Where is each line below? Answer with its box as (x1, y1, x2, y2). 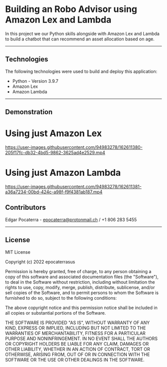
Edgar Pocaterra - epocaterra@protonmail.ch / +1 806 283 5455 (5, 216, 137, 223)
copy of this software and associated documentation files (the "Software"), (5, 274, 159, 280)
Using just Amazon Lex (5, 128, 102, 139)
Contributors (5, 203, 46, 212)
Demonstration (5, 108, 53, 116)
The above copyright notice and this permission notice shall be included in (5, 305, 158, 311)
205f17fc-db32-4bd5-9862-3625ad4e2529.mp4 (5, 150, 105, 156)
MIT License (5, 249, 31, 255)
